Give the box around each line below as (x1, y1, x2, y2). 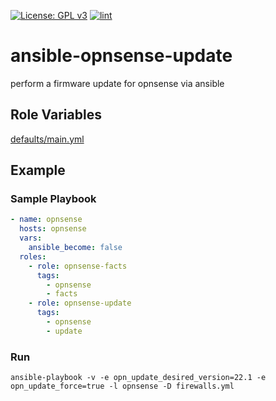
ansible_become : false (28, 243, 123, 253)
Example (10, 162, 66, 179)
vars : (19, 233, 43, 244)
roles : (19, 251, 47, 262)
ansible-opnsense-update (10, 45, 233, 67)
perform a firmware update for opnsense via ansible (10, 77, 225, 89)
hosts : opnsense (19, 224, 87, 234)
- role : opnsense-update (28, 298, 132, 309)
